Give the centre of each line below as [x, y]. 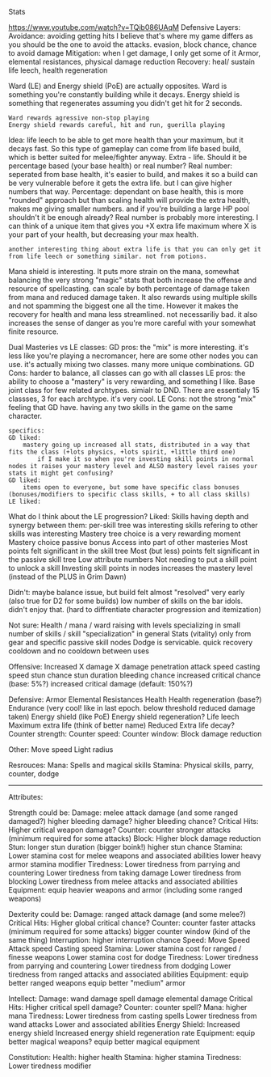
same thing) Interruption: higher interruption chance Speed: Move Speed [129, 940]
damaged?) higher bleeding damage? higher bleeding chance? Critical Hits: [134, 821]
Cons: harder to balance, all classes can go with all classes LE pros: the [127, 373]
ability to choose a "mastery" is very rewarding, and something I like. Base [132, 382]
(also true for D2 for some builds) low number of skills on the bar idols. [126, 601]
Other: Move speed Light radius [61, 750]
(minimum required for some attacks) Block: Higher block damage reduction [135, 838]
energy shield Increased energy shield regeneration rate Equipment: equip [132, 1033]
